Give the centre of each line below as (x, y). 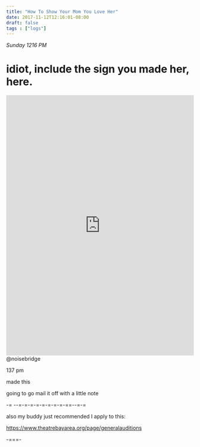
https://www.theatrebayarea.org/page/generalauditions (74, 428)
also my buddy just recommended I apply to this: (66, 417)
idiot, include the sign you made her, (98, 69)
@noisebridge (23, 359)
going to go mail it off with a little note (52, 393)
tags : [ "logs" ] (26, 28)
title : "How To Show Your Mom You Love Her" (62, 12)
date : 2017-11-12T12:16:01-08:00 (48, 17)
